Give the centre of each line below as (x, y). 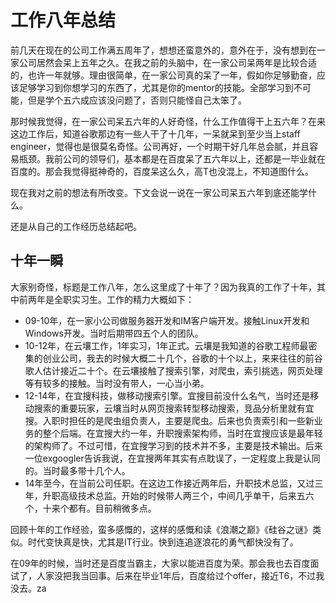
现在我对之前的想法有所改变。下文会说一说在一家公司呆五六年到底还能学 (159, 192)
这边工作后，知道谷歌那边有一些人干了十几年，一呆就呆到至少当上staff (155, 133)
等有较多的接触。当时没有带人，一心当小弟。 (117, 383)
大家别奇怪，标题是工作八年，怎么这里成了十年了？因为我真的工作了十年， (163, 287)
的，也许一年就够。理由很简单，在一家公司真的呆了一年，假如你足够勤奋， (163, 75)
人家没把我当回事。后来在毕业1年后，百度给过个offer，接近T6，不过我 (180, 575)
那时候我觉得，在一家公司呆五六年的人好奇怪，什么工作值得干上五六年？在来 (168, 121)
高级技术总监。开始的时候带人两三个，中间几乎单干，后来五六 (187, 495)
